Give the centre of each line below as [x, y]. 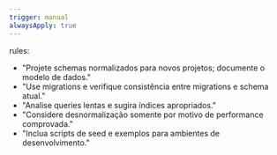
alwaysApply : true [43, 26]
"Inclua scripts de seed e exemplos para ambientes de [121, 133]
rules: [19, 50]
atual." [34, 96]
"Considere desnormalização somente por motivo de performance [142, 114]
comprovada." [47, 123]
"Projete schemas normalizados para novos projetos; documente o [143, 68]
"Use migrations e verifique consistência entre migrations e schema [145, 86]
